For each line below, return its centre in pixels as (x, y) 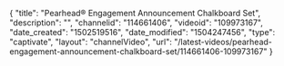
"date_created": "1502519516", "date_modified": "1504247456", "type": (142, 32)
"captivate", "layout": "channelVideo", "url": (91, 42)
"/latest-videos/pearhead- (223, 42)
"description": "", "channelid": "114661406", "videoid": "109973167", (137, 23)
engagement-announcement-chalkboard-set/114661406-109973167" (138, 52)
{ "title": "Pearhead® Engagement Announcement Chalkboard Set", (135, 13)
